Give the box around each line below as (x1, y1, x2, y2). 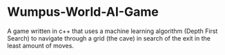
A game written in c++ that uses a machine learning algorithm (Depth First (7, 27, 218, 35)
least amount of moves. (7, 41, 75, 49)
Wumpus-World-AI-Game (7, 4, 159, 20)
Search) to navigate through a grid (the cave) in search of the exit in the (7, 34, 211, 42)
